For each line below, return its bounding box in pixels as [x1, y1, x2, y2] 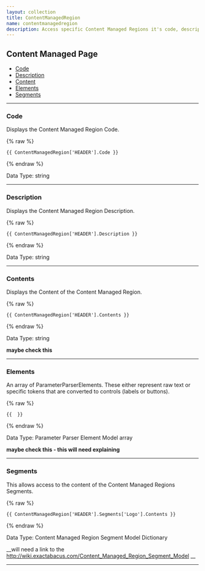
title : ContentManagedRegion [6, 15, 81, 21]
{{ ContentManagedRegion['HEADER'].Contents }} [6, 312, 130, 318]
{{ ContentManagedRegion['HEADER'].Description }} [6, 231, 138, 237]
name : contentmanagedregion [6, 20, 78, 26]
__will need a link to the [6, 545, 65, 553]
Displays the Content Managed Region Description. [6, 207, 135, 214]
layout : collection [6, 9, 56, 15]
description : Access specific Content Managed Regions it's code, [6, 26, 179, 32]
